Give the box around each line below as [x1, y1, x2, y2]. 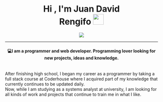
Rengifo [59, 16, 91, 27]
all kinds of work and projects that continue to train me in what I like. [5, 91, 142, 98]
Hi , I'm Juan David [43, 3, 120, 15]
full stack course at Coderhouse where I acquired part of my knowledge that [5, 76, 158, 82]
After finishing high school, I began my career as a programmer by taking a [5, 71, 155, 77]
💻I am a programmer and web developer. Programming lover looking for [7, 48, 156, 54]
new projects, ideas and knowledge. [44, 55, 119, 61]
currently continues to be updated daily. [5, 81, 85, 87]
